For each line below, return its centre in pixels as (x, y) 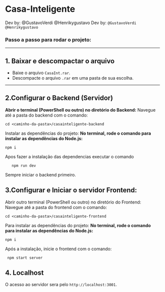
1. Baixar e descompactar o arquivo (60, 61)
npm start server (25, 258)
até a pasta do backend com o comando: (47, 115)
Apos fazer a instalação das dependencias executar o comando (69, 156)
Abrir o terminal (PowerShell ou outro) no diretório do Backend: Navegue (80, 110)
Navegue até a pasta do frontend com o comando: (56, 207)
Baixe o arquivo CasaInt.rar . (41, 73)
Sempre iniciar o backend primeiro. (41, 175)
